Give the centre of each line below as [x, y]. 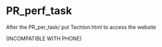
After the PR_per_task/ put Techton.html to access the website [81, 27]
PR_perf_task [39, 11]
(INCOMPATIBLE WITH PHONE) [44, 38]
